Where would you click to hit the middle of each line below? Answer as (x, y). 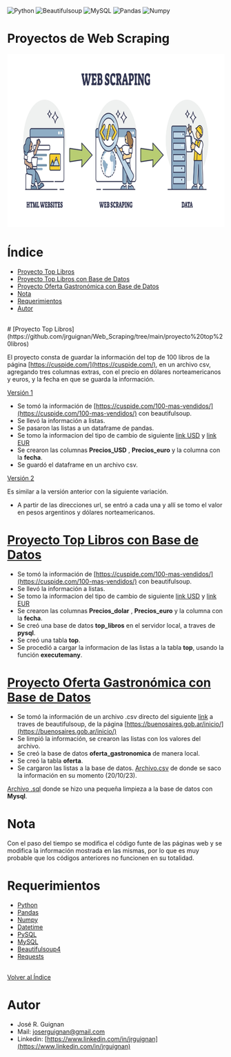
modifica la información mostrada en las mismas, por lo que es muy (103, 850)
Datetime (30, 927)
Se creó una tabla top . (49, 640)
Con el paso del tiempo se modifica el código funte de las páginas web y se (115, 843)
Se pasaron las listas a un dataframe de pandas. (86, 428)
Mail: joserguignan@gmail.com (61, 1031)
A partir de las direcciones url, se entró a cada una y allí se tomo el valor (120, 505)
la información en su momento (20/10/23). (77, 775)
